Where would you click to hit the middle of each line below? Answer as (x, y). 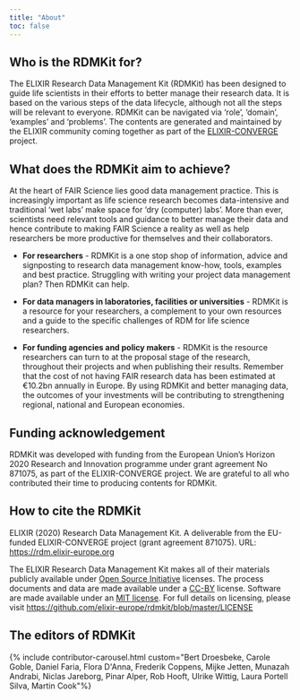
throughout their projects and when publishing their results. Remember (153, 367)
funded (23, 542)
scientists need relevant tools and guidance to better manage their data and (149, 220)
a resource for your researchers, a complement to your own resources (152, 311)
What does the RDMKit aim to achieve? (120, 169)
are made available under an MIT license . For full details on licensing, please (150, 598)
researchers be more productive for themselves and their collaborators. (141, 238)
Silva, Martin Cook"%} (51, 686)
